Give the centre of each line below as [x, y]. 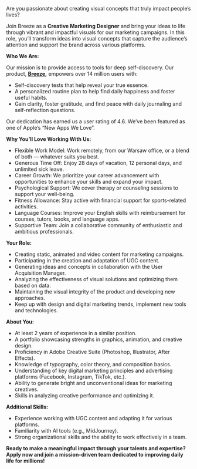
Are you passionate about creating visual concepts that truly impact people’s [98, 9]
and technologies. [36, 310]
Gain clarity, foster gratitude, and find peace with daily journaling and [98, 104]
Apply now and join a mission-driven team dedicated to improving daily [95, 455]
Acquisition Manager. [40, 273]
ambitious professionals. [44, 232]
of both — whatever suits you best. [57, 157]
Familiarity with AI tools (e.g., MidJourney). [66, 431]
